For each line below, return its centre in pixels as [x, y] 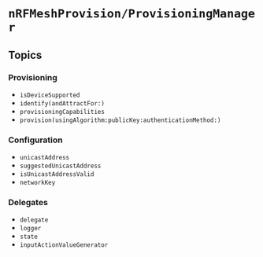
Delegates [28, 203]
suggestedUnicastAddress [60, 166]
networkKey [37, 183]
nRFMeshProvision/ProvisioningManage [132, 14]
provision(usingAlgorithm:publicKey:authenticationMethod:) [120, 120]
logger [30, 229]
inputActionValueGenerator [64, 245]
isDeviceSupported [50, 95]
